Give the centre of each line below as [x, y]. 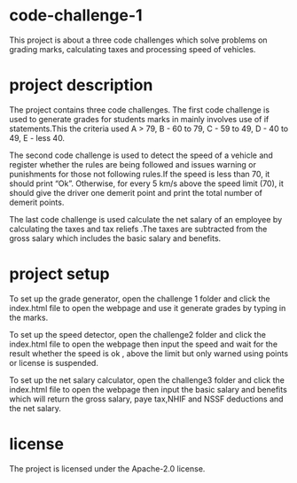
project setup [59, 274]
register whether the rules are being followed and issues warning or [133, 164]
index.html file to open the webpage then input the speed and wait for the [143, 344]
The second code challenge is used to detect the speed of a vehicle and [141, 155]
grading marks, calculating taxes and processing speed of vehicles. [133, 49]
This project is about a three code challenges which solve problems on [138, 40]
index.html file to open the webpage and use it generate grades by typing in [148, 308]
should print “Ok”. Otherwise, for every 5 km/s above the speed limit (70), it [146, 183]
